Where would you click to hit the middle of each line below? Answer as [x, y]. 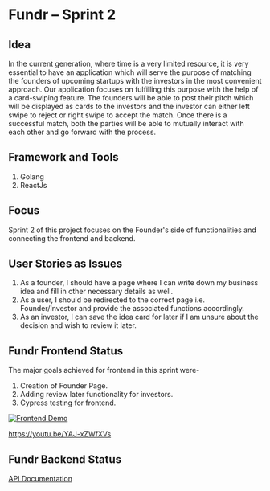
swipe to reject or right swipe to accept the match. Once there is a [118, 115]
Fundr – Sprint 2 [62, 15]
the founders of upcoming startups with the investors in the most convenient [135, 81]
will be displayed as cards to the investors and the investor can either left [129, 106]
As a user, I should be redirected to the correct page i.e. [112, 300]
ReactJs [33, 185]
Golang [32, 176]
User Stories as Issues [65, 264]
